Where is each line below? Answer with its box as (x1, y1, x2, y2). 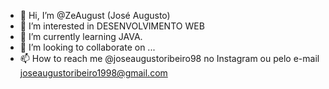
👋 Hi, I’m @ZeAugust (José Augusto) (19, 10, 171, 21)
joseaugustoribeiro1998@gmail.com (19, 67, 168, 79)
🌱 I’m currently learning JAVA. (19, 31, 143, 42)
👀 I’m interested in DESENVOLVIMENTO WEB (19, 20, 205, 32)
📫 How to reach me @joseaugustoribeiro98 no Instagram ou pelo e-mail (19, 53, 320, 64)
